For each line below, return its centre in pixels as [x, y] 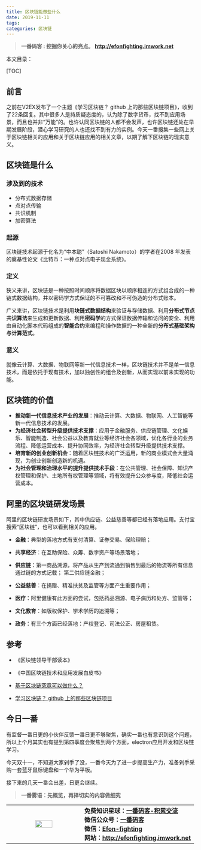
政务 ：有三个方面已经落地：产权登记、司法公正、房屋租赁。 [88, 624]
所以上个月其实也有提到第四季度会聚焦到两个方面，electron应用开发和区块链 [100, 742]
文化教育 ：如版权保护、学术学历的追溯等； [67, 611]
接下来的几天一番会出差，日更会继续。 [53, 782]
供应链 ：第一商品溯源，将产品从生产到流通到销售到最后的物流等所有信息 [104, 565]
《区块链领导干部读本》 [44, 660]
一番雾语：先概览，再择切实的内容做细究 [71, 795]
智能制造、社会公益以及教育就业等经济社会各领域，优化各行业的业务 [109, 438]
